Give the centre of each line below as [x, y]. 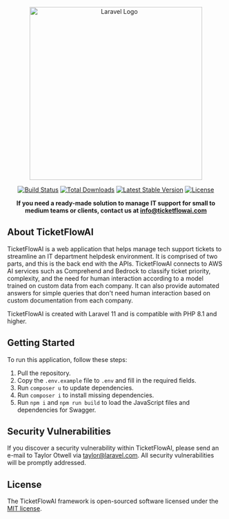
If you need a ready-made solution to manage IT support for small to [116, 203]
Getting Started [41, 343]
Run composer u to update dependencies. [76, 388]
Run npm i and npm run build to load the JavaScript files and [103, 402]
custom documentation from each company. [70, 300]
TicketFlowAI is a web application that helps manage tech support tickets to [114, 248]
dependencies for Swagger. [57, 410]
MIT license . [25, 509]
